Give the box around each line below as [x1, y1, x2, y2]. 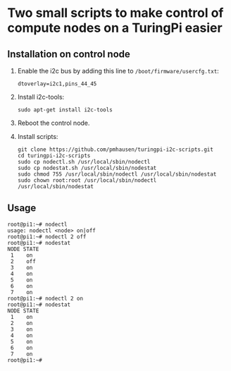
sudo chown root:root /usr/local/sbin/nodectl [17, 177, 157, 184]
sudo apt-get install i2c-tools [17, 107, 113, 114]
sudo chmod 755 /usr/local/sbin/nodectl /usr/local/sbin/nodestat [17, 171, 217, 178]
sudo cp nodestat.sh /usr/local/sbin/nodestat [17, 164, 157, 171]
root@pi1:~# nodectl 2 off [7, 233, 87, 241]
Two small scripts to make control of [7, 5, 224, 21]
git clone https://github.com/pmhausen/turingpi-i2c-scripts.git [17, 146, 213, 153]
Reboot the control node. [17, 118, 90, 127]
